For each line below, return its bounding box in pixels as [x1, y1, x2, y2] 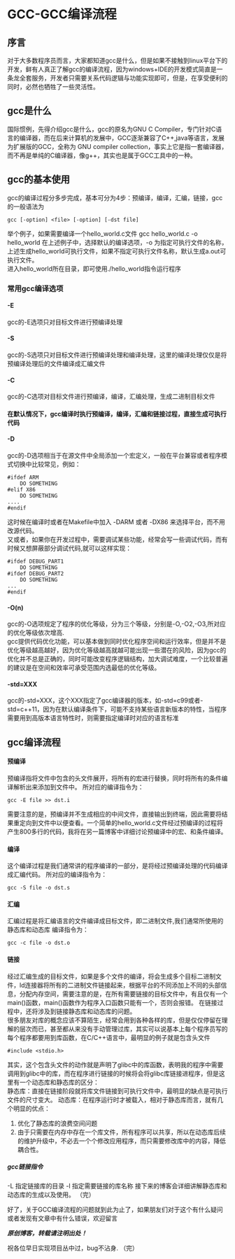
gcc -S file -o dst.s [7, 885, 71, 892]
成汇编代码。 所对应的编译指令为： [7, 871, 107, 879]
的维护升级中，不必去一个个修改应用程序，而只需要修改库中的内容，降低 [17, 1137, 226, 1145]
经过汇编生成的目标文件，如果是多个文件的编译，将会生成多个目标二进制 [7, 972, 215, 980]
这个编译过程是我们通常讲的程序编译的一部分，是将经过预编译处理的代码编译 [7, 861, 228, 870]
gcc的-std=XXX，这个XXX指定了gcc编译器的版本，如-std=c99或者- [7, 696, 204, 705]
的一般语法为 [7, 202, 44, 211]
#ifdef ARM [7, 474, 39, 481]
